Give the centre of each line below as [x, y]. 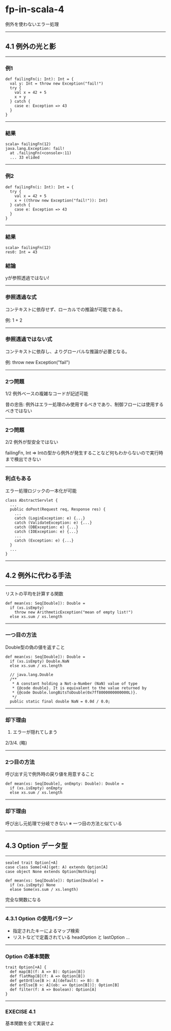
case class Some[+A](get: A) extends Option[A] [57, 867]
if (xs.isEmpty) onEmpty [36, 788]
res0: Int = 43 [21, 252]
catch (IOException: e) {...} [47, 531]
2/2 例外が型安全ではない [32, 442]
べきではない [19, 411]
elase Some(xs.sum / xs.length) [44, 889]
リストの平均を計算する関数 [34, 594]
